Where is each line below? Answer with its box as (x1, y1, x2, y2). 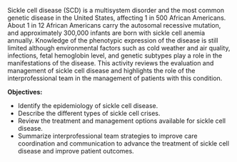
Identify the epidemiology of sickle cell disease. (17, 102, 158, 109)
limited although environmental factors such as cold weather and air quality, (7, 44, 231, 52)
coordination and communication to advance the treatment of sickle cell (17, 139, 230, 148)
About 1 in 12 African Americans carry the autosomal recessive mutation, (7, 21, 221, 29)
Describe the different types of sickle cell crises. (17, 109, 161, 117)
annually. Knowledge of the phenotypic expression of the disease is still (7, 36, 218, 45)
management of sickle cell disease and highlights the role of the (7, 67, 196, 75)
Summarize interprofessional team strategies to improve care (17, 131, 198, 140)
